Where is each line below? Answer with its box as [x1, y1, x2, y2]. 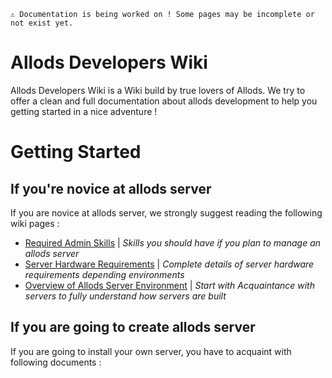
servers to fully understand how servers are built [24, 290, 227, 302]
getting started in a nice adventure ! [10, 105, 158, 117]
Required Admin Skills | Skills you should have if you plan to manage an [24, 236, 321, 249]
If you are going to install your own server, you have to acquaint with [10, 345, 292, 357]
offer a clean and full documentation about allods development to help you [10, 95, 318, 107]
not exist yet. [10, 18, 74, 28]
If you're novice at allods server [10, 180, 212, 197]
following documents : [10, 356, 102, 368]
